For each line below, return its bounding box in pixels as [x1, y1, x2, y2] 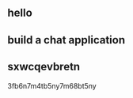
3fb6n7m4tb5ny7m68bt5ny [7, 81, 97, 90]
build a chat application [7, 33, 126, 47]
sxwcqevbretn [7, 60, 81, 73]
